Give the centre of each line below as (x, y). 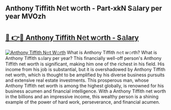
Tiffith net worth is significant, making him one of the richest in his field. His (85, 64)
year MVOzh (26, 17)
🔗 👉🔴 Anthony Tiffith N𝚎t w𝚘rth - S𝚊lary (72, 38)
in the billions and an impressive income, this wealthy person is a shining (82, 96)
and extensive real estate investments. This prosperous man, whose (77, 80)
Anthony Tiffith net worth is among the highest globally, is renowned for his (85, 86)
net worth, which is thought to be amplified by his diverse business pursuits (85, 75)
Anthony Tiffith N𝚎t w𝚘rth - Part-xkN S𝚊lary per (84, 8)
